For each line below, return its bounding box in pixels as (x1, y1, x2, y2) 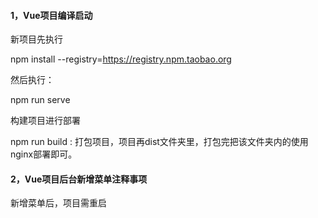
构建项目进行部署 (10, 115, 81, 127)
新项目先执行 (10, 33, 63, 45)
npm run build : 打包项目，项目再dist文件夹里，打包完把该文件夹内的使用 (10, 136, 309, 148)
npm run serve (10, 94, 71, 106)
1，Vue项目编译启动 (10, 9, 93, 21)
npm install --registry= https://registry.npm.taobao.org (10, 53, 232, 65)
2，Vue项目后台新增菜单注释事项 (10, 173, 148, 185)
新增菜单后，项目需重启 (10, 197, 107, 209)
